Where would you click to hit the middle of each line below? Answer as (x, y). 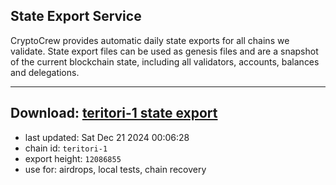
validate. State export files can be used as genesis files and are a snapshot (164, 51)
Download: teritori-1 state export (114, 113)
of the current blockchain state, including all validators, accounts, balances (165, 61)
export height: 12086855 (73, 158)
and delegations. (45, 72)
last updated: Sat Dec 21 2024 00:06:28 (107, 137)
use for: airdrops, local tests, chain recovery (115, 169)
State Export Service (76, 16)
